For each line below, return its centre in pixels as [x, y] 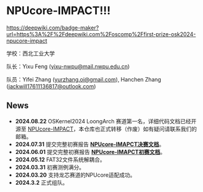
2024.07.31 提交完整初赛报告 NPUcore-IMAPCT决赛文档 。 [90, 144]
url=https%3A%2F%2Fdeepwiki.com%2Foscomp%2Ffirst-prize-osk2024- [101, 34]
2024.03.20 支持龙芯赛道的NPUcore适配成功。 [75, 175]
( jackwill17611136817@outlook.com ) [51, 86]
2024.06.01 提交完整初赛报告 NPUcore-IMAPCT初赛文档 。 [90, 152]
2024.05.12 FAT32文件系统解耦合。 [60, 159]
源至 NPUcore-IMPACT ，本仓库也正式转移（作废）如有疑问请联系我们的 [106, 129]
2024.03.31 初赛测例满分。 [50, 167]
